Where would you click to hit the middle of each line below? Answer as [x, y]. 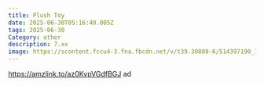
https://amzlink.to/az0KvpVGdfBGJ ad [70, 74]
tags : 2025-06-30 [37, 30]
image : [19, 52]
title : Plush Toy [37, 15]
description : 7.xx [38, 45]
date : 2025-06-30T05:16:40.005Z [61, 23]
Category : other [35, 37]
